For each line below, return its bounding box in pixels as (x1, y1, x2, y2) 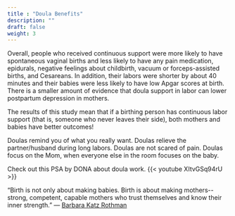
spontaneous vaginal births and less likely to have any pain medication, (7, 57, 214, 65)
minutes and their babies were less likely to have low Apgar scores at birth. (7, 79, 225, 88)
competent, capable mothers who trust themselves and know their (29, 193, 222, 202)
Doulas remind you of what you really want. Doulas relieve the (7, 136, 186, 145)
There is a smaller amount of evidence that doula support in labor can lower (7, 87, 227, 95)
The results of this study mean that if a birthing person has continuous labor (7, 108, 228, 116)
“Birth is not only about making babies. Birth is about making (7, 186, 183, 194)
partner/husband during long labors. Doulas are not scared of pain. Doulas (7, 144, 223, 152)
